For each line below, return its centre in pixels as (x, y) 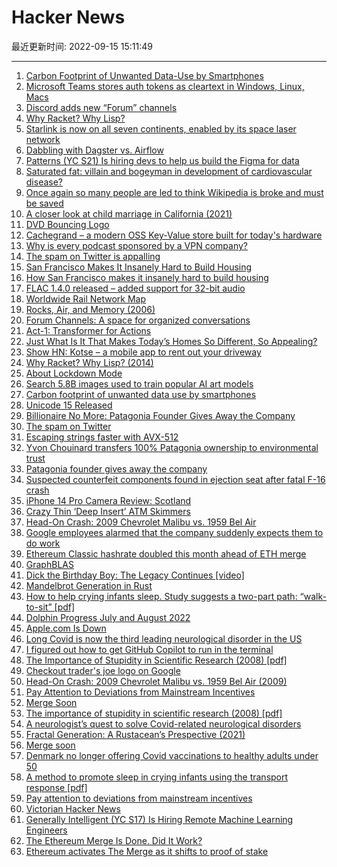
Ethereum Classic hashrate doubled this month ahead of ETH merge (166, 553)
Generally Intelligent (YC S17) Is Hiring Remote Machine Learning (159, 819)
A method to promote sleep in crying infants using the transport (157, 777)
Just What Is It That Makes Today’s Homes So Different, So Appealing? (171, 341)
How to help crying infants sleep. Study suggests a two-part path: (161, 596)
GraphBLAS (49, 564)
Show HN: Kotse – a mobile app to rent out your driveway (143, 352)
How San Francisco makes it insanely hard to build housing (147, 277)
